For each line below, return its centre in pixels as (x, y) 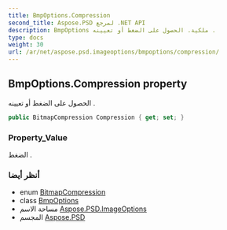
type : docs (26, 37)
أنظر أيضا (24, 175)
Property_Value (38, 137)
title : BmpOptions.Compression (59, 15)
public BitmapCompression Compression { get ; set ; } (96, 117)
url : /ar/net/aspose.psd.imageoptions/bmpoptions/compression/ (114, 52)
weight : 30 (26, 45)
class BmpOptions (49, 201)
